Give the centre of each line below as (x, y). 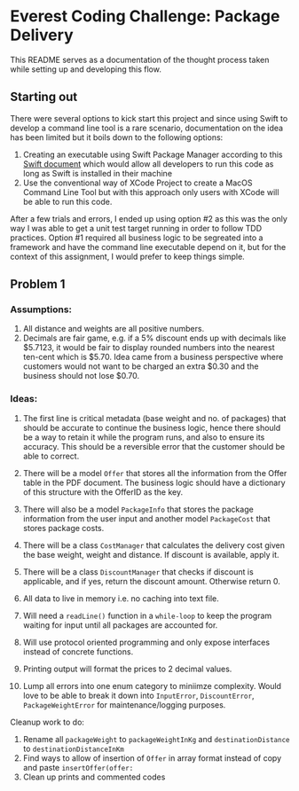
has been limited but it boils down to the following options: (117, 137)
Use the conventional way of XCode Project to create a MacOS (138, 183)
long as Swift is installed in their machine (97, 173)
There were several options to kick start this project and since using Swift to (149, 118)
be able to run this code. (67, 201)
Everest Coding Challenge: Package (145, 16)
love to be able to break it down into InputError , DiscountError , (138, 695)
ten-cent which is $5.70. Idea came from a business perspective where (153, 357)
